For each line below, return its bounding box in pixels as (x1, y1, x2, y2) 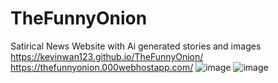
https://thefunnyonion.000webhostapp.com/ (10, 61, 194, 73)
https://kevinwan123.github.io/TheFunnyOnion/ (10, 50, 204, 62)
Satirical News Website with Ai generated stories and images (10, 40, 262, 52)
